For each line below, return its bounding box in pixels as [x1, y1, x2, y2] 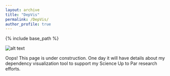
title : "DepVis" [5, 12, 40, 17]
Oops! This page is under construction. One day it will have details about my [5, 55, 165, 61]
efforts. [5, 66, 21, 72]
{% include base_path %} [5, 35, 59, 42]
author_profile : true [5, 21, 51, 27]
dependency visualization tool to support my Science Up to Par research [5, 60, 158, 66]
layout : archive [5, 7, 40, 13]
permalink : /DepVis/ [5, 17, 49, 22]
